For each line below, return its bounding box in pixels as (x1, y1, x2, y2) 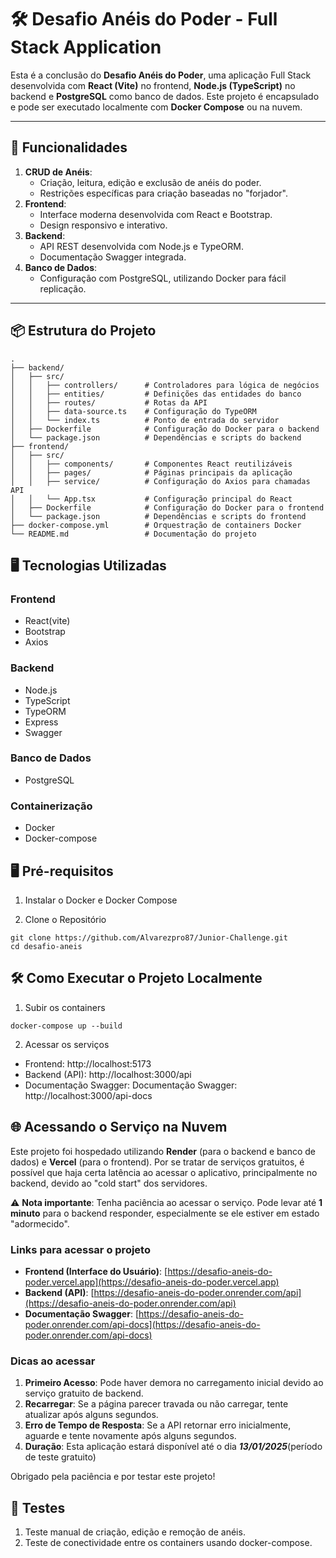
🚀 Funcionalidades (10, 139, 128, 156)
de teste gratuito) (24, 1451, 97, 1463)
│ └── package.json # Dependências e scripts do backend (10, 432, 302, 443)
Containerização (10, 799, 93, 813)
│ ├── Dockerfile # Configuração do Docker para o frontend (10, 502, 325, 513)
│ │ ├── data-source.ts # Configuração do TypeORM (10, 406, 257, 416)
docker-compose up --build (10, 1021, 123, 1031)
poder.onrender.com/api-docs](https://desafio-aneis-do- (24, 1318, 261, 1330)
